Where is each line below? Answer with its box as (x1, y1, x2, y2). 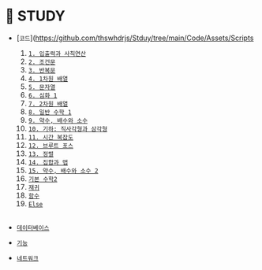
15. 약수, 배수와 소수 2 (28, 167, 99, 175)
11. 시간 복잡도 (28, 133, 74, 141)
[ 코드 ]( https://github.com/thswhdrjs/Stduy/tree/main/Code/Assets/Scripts (16, 33, 254, 43)
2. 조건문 (28, 58, 56, 66)
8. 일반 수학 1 (28, 108, 72, 117)
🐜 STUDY (5, 7, 65, 25)
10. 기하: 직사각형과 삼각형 (28, 125, 108, 133)
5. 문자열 (28, 83, 56, 91)
